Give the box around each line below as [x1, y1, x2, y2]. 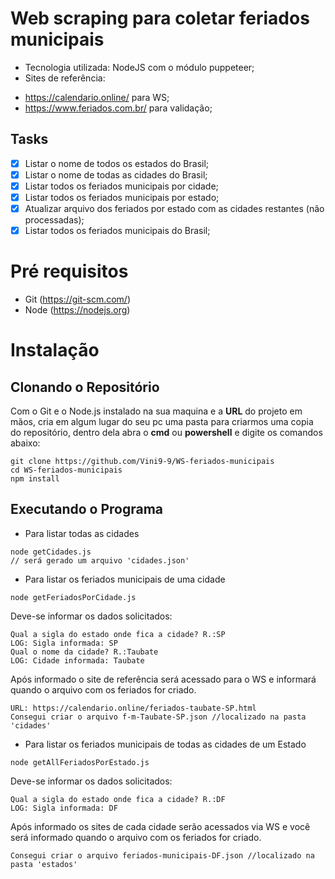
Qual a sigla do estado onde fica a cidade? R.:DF [10, 794, 226, 804]
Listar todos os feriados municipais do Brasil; [24, 225, 211, 237]
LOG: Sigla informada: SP [10, 638, 118, 648]
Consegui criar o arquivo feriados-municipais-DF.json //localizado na [10, 850, 315, 861]
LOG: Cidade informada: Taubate [10, 655, 145, 666]
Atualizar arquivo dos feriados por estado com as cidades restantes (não [24, 203, 325, 214]
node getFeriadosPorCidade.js [10, 592, 137, 602]
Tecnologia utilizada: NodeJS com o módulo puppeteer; [24, 61, 255, 73]
